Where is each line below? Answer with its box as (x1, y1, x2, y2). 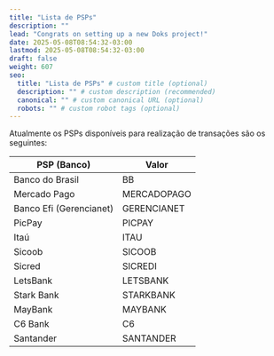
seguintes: (9, 138, 48, 148)
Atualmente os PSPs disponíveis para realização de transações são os (9, 128, 266, 138)
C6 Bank (13, 318, 51, 330)
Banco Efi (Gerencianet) (13, 202, 114, 215)
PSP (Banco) (36, 159, 91, 171)
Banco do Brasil (13, 174, 80, 186)
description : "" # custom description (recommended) (17, 87, 216, 96)
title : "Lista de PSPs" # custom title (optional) (17, 79, 208, 88)
